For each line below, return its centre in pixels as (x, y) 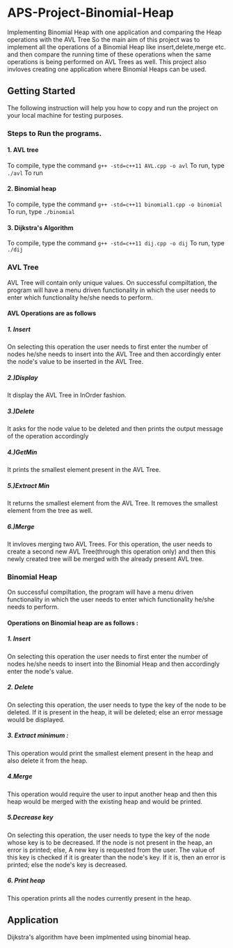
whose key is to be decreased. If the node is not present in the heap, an (110, 842)
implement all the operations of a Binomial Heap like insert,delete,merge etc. (116, 47)
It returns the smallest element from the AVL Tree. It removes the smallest (112, 503)
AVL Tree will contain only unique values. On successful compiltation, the (112, 282)
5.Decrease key (30, 818)
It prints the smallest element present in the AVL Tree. (84, 470)
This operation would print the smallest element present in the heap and (110, 753)
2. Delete (21, 687)
